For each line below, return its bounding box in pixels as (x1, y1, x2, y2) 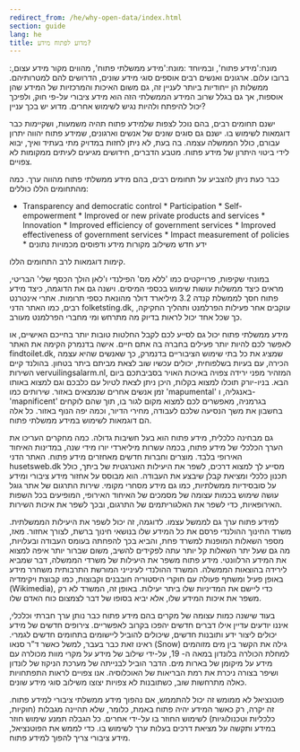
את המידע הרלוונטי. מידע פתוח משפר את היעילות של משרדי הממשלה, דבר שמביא (9, 555, 287, 565)
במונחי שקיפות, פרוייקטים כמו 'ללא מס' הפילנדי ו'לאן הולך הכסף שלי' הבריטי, (9, 274, 270, 284)
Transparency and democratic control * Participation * (21, 201, 223, 212)
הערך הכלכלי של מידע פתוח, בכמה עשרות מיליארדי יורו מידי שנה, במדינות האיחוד (9, 442, 284, 453)
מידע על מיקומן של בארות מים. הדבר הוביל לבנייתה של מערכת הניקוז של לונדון (9, 658, 273, 669)
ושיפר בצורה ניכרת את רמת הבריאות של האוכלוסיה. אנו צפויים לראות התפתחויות (9, 668, 279, 678)
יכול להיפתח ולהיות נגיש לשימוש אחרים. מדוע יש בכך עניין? (9, 101, 206, 112)
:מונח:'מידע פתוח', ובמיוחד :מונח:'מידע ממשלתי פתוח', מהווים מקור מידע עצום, (9, 63, 278, 74)
